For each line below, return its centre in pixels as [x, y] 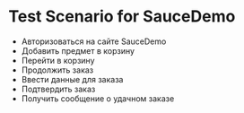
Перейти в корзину [58, 60]
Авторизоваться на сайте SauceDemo [94, 41]
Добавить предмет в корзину [78, 50]
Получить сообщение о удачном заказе [98, 98]
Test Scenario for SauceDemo [122, 17]
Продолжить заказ [57, 70]
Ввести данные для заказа [72, 79]
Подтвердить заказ [58, 89]
